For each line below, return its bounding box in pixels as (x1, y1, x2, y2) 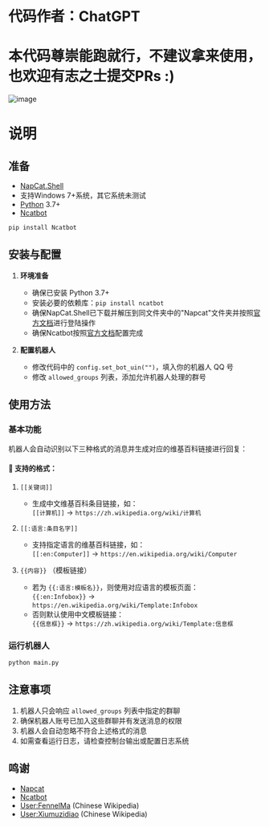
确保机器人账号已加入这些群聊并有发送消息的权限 (19, 715, 182, 725)
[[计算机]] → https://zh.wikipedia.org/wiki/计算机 (31, 507, 202, 517)
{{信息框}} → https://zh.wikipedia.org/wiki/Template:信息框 (31, 618, 234, 628)
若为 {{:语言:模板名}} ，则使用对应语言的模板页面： (31, 582, 198, 592)
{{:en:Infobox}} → (31, 591, 96, 601)
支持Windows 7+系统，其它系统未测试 (19, 190, 146, 201)
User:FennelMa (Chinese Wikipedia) (19, 801, 140, 810)
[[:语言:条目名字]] (19, 524, 79, 532)
